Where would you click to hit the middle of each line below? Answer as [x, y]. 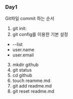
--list [17, 44]
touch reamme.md [31, 80]
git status [22, 70]
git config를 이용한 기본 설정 [40, 34]
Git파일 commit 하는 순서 [30, 18]
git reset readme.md [33, 91]
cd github [22, 75]
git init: [19, 28]
